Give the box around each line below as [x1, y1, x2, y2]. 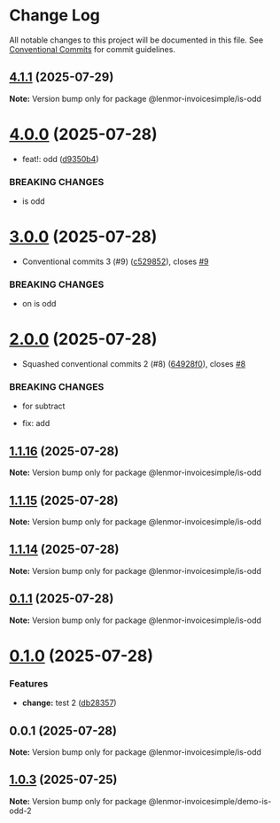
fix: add [21, 418, 51, 429]
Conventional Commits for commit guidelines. [9, 43, 175, 54]
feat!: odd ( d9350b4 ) [21, 153, 99, 164]
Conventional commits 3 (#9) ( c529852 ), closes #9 [21, 256, 209, 267]
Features [9, 677, 49, 689]
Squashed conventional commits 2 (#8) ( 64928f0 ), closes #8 [21, 359, 246, 369]
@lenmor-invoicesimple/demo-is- [148, 796, 272, 806]
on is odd [21, 299, 57, 309]
